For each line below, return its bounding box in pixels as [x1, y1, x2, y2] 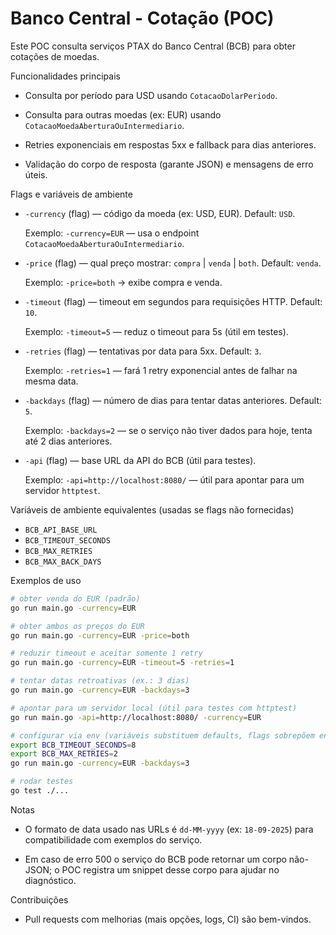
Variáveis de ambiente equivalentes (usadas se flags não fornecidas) [10, 503, 295, 516]
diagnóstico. [24, 874, 77, 886]
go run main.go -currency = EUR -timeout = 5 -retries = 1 [10, 658, 235, 668]
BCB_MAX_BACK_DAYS [24, 557, 102, 567]
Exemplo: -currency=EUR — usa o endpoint [24, 227, 200, 239]
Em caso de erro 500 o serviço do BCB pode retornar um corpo [24, 853, 287, 865]
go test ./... [10, 786, 70, 796]
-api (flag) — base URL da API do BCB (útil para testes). [24, 454, 257, 466]
